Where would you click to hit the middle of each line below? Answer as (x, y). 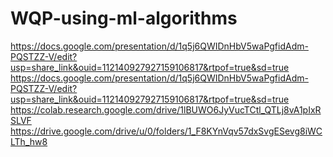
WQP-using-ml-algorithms (124, 18)
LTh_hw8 (29, 141)
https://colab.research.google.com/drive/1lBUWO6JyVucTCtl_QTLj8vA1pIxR (166, 109)
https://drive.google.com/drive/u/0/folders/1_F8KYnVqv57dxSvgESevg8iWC (166, 131)
